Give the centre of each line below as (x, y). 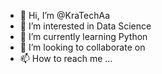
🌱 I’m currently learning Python (83, 36)
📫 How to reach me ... (66, 58)
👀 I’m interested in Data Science (85, 26)
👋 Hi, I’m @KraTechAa (65, 15)
